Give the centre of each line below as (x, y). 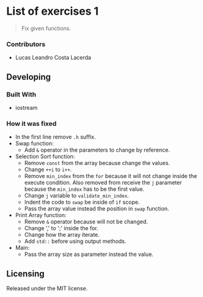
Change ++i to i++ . (48, 169)
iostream (26, 107)
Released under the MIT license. (47, 288)
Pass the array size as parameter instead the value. (89, 254)
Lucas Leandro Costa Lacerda (53, 58)
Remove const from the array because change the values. (97, 163)
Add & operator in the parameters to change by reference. (97, 150)
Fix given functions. (46, 28)
